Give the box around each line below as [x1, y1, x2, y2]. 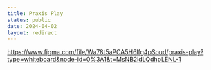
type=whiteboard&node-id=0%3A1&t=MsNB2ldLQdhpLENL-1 [7, 56, 181, 64]
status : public [7, 16, 51, 23]
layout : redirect [7, 29, 57, 36]
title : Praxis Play [7, 10, 64, 17]
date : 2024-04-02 [7, 23, 57, 30]
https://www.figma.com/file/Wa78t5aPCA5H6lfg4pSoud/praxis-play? [7, 48, 204, 56]
